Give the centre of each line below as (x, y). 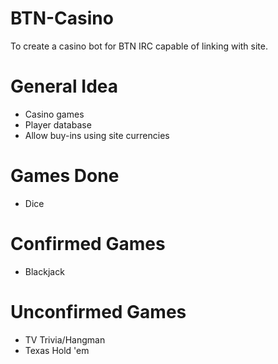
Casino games (54, 114)
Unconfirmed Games (98, 311)
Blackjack (44, 271)
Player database (58, 124)
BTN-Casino (62, 18)
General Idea (64, 86)
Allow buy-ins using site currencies (97, 135)
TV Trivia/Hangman (65, 339)
